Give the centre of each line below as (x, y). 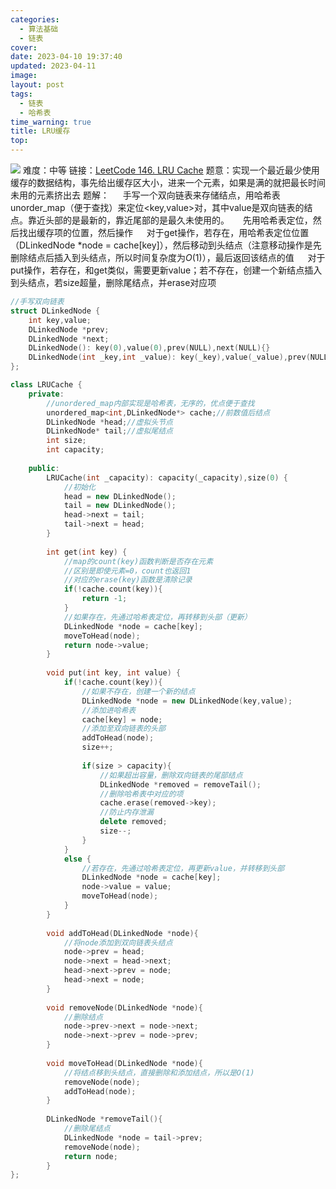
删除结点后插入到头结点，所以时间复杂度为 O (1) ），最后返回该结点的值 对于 (168, 257)
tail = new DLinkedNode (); (120, 506)
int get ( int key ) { (87, 552)
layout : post (37, 85)
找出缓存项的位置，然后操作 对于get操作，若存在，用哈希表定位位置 (164, 232)
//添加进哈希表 (109, 710)
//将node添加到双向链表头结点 (118, 942)
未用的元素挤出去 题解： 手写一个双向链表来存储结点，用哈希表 (145, 195)
